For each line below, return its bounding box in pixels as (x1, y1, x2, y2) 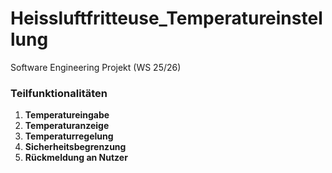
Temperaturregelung (24, 130, 114, 142)
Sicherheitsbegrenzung (24, 141, 127, 153)
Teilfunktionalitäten (10, 86, 108, 100)
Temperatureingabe (24, 109, 110, 121)
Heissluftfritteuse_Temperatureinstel (10, 7, 323, 30)
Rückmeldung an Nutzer (24, 152, 128, 164)
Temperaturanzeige (24, 120, 110, 132)
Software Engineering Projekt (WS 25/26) (10, 61, 182, 73)
